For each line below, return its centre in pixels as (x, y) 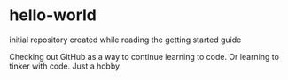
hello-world (53, 15)
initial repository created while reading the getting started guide (125, 40)
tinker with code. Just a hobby (65, 66)
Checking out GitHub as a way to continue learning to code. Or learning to (144, 56)
